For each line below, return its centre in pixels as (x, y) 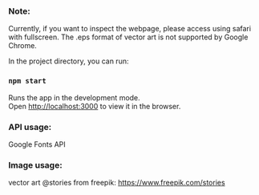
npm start (27, 81)
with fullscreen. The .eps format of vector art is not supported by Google (128, 37)
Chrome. (23, 46)
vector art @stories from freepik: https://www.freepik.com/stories (117, 183)
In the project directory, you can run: (69, 61)
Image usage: (35, 165)
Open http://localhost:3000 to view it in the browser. (95, 106)
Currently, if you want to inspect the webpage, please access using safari (129, 29)
